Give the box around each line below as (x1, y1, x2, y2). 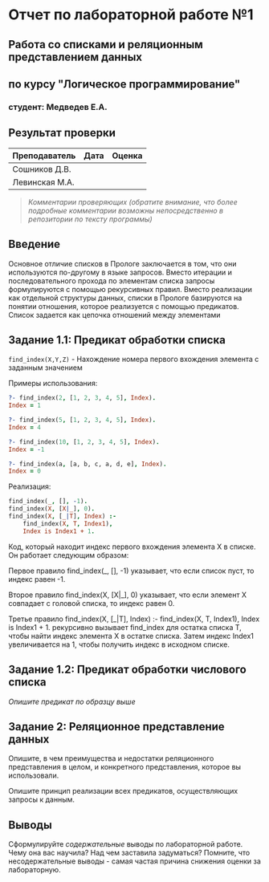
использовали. (8, 770, 59, 780)
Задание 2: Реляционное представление (8, 720, 225, 734)
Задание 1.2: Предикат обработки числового (8, 663, 247, 677)
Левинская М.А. (12, 177, 75, 188)
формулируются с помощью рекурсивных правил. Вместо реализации (8, 284, 253, 294)
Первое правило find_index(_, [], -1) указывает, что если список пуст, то (8, 566, 255, 575)
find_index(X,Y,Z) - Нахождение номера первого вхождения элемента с (8, 355, 259, 364)
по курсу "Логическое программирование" (8, 77, 241, 91)
